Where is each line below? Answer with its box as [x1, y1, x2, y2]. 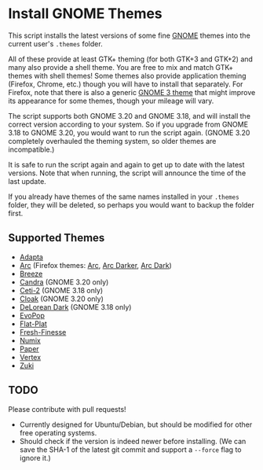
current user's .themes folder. [8, 39, 104, 48]
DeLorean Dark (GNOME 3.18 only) [19, 302, 132, 311]
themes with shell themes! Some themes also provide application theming [8, 71, 247, 80]
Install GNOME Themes [8, 5, 163, 23]
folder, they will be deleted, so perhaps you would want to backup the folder [8, 200, 255, 209]
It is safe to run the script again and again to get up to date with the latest [8, 160, 245, 169]
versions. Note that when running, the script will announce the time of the [8, 168, 247, 178]
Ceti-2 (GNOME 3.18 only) [19, 285, 104, 295]
